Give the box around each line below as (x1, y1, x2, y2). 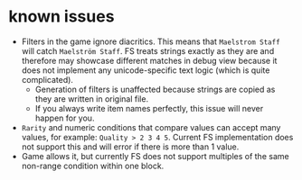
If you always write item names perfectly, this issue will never (34, 103, 264, 113)
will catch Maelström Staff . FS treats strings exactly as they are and (21, 45, 275, 56)
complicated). (21, 74, 74, 85)
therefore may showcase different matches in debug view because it (21, 55, 278, 66)
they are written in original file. (34, 93, 149, 104)
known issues (8, 6, 115, 27)
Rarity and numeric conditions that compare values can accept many (21, 121, 281, 132)
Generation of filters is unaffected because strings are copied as (34, 84, 276, 94)
